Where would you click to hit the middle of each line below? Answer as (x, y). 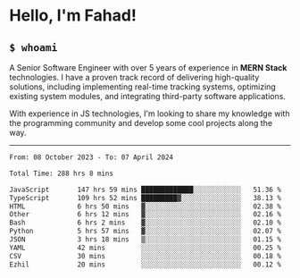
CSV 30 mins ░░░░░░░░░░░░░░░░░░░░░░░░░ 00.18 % (145, 256)
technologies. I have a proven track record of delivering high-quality (134, 77)
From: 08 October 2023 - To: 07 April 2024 (92, 157)
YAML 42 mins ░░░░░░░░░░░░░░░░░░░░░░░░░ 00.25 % (145, 248)
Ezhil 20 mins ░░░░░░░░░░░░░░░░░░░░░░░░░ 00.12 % (145, 265)
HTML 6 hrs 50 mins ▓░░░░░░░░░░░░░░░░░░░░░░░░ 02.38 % (145, 206)
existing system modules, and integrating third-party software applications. (147, 96)
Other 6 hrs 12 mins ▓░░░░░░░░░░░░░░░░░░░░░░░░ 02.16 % (145, 215)
